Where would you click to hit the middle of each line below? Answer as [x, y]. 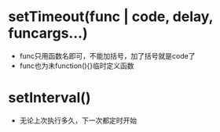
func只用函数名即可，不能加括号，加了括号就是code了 [107, 55]
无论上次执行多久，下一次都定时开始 [78, 120]
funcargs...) [48, 33]
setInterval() [49, 98]
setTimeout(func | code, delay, [111, 17]
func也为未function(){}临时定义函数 [77, 66]
